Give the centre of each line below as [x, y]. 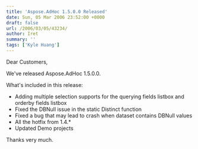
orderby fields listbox [41, 103]
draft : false [22, 23]
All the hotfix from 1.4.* [43, 122]
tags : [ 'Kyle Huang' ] [33, 45]
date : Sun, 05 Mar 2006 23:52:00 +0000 [56, 17]
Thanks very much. [30, 139]
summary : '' [21, 39]
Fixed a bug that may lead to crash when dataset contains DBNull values [103, 115]
